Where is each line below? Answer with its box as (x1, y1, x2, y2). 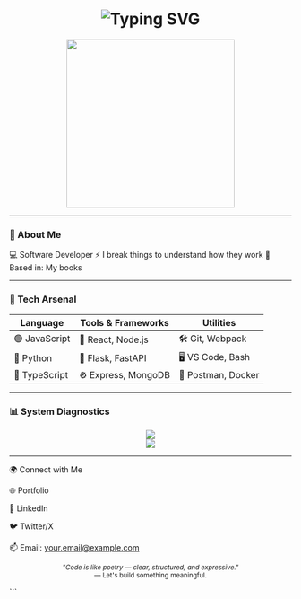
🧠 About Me (9, 228, 62, 241)
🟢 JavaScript (13, 332, 71, 345)
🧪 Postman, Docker (178, 368, 260, 381)
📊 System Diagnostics (9, 405, 110, 418)
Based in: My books (9, 262, 82, 273)
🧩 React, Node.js (79, 333, 150, 346)
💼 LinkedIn (9, 503, 48, 514)
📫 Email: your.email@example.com (9, 542, 141, 552)
